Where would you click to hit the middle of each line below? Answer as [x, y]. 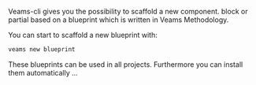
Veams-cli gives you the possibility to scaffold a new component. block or [128, 11]
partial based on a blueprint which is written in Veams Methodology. [119, 20]
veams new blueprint [42, 50]
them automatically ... [43, 72]
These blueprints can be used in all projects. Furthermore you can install [126, 64]
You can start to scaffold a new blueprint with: [83, 35]
